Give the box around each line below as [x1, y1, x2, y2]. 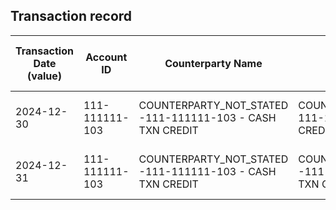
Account [85, 50, 128, 64]
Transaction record [10, 8, 133, 25]
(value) [26, 69, 62, 83]
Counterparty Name [164, 56, 263, 70]
